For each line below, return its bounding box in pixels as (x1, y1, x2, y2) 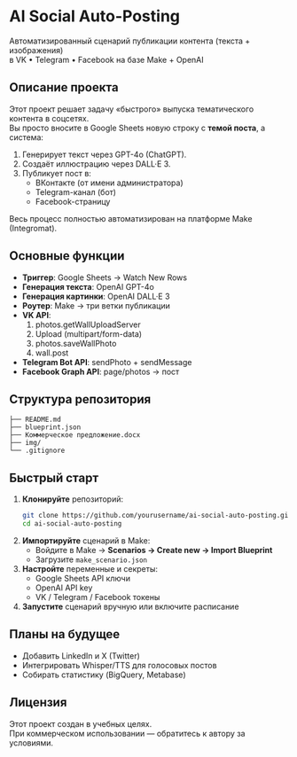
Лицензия (9, 695, 67, 710)
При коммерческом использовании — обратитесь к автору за (9, 728, 246, 738)
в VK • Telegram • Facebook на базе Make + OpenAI (9, 54, 204, 65)
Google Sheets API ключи (35, 573, 131, 583)
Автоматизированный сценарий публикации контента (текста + (9, 35, 251, 46)
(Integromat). (9, 222, 58, 233)
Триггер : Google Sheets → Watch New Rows (21, 272, 188, 283)
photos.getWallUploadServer (35, 319, 142, 330)
